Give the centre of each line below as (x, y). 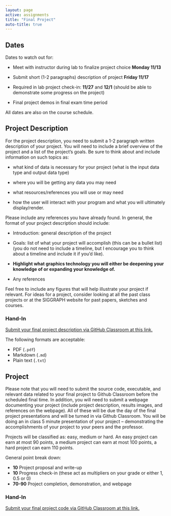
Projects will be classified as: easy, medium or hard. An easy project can (81, 437)
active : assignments (27, 15)
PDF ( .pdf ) (24, 350)
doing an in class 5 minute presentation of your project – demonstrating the (84, 421)
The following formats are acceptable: (45, 340)
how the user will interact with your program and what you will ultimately (89, 202)
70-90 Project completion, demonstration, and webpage (72, 484)
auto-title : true (24, 24)
